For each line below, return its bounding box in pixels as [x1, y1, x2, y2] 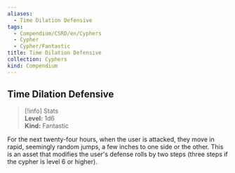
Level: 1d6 [24, 114, 55, 123]
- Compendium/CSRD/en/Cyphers [13, 29, 102, 37]
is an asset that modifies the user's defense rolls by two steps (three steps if [7, 150, 228, 158]
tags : [7, 23, 23, 30]
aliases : [7, 10, 33, 18]
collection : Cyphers [7, 56, 68, 63]
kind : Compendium [7, 62, 58, 69]
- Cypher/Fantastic [13, 43, 71, 50]
